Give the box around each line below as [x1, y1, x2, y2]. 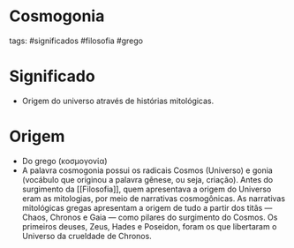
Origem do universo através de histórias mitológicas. [21, 95, 215, 106]
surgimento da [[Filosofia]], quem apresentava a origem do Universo [21, 184, 272, 194]
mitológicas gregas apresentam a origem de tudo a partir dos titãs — [21, 202, 273, 213]
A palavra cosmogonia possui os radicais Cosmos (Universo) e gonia [21, 165, 274, 176]
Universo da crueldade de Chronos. [21, 230, 152, 241]
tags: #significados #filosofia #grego [9, 35, 144, 46]
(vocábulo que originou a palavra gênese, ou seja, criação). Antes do [21, 174, 274, 184]
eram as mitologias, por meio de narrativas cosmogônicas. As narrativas [21, 192, 285, 204]
